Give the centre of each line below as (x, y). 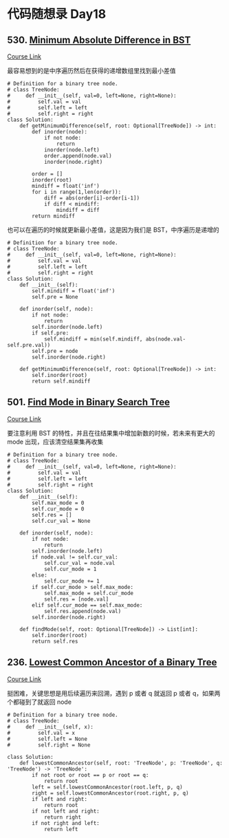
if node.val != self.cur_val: (75, 557)
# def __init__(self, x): (51, 727)
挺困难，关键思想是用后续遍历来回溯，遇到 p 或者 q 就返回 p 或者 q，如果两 (114, 693)
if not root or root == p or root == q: (90, 775)
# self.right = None (49, 745)
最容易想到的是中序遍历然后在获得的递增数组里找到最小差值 (91, 71)
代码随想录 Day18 (57, 14)
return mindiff (54, 216)
